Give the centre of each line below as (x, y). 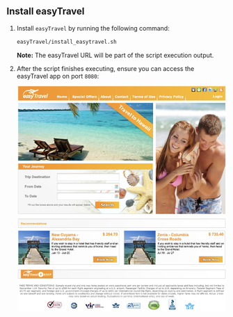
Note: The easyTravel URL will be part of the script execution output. (115, 55)
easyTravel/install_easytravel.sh (66, 42)
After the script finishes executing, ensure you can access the (105, 68)
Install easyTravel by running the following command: (93, 28)
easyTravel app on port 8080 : (58, 76)
